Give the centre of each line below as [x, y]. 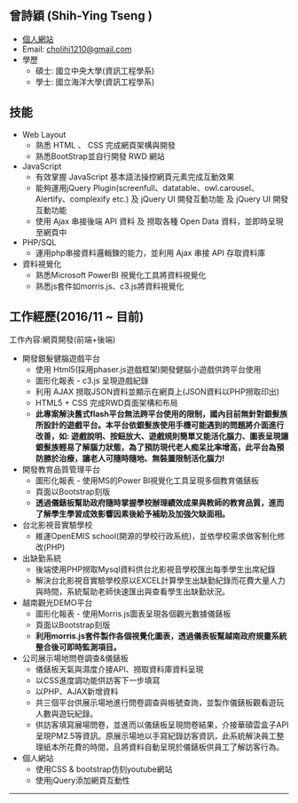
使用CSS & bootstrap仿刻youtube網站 [104, 769]
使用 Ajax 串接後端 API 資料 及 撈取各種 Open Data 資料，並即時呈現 [159, 221]
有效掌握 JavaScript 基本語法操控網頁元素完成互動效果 [135, 177]
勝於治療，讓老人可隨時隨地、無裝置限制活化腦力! [134, 458]
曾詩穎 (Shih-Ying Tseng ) [81, 16]
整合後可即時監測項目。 [78, 648]
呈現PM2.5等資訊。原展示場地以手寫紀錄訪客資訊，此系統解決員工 [156, 736]
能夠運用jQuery [63, 187]
